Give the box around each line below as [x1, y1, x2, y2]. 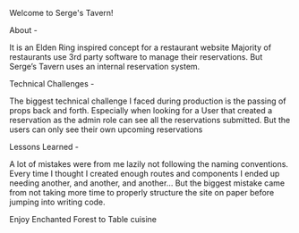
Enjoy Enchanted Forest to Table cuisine [9, 214, 158, 224]
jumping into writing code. [9, 196, 106, 207]
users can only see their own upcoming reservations [9, 124, 203, 135]
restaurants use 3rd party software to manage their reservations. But [9, 52, 263, 62]
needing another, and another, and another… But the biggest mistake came [9, 178, 286, 188]
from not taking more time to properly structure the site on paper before [9, 187, 275, 197]
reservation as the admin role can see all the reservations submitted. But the [9, 115, 291, 125]
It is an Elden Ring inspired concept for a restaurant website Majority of [9, 42, 271, 53]
